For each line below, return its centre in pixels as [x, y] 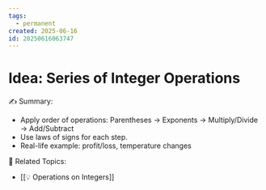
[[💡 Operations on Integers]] [67, 177]
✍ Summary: [31, 101]
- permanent [36, 23]
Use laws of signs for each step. [74, 137]
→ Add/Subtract [47, 129]
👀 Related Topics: [38, 162]
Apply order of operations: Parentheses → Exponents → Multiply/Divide [139, 120]
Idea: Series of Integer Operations [125, 78]
